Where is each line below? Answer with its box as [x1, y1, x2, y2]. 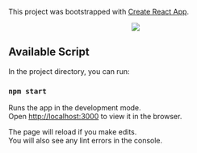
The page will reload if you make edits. [8, 127, 137, 137]
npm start [8, 86, 47, 96]
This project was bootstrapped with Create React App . [8, 7, 190, 16]
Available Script [8, 45, 90, 59]
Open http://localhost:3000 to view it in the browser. [8, 112, 182, 122]
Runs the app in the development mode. [8, 103, 141, 113]
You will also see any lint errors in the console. [8, 136, 163, 146]
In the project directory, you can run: [8, 66, 130, 76]
